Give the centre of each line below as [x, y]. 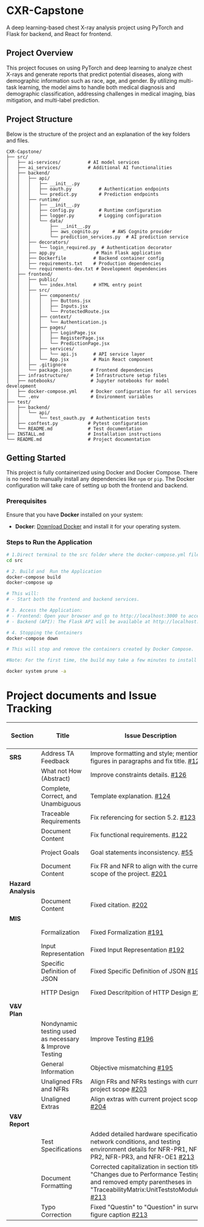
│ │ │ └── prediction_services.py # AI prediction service [97, 237]
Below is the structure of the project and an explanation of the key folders [98, 134]
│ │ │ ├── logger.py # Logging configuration [84, 216]
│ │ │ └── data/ [35, 221]
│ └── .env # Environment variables [80, 396]
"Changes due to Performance [134, 1175]
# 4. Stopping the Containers [45, 633]
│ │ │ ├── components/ [43, 295]
